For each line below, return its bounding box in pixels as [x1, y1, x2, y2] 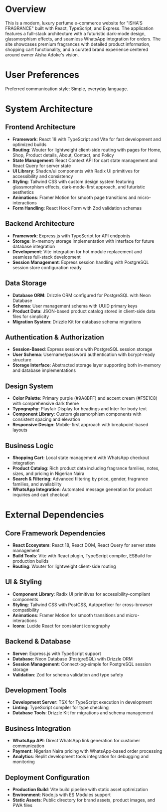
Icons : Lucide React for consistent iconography [12, 623, 111, 629]
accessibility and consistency [12, 173, 73, 179]
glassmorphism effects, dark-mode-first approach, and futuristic [12, 183, 146, 190]
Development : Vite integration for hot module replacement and [12, 248, 142, 255]
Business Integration [5, 724, 71, 733]
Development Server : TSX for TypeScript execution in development [12, 699, 152, 705]
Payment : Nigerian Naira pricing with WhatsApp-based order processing [12, 748, 163, 754]
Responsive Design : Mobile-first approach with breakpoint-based [12, 422, 149, 428]
